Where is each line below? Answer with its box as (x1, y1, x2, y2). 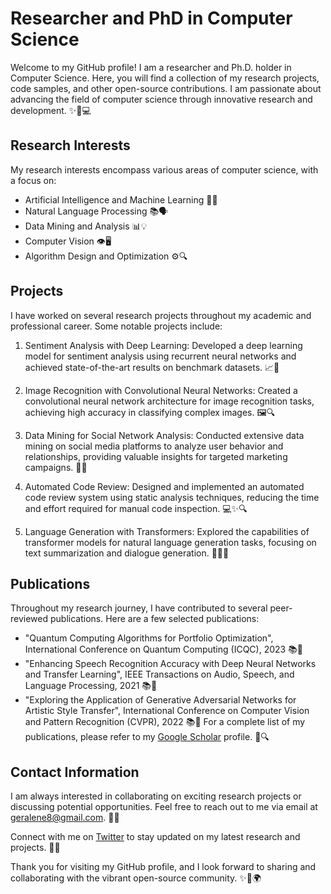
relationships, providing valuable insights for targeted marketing (24, 450, 288, 462)
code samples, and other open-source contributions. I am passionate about (10, 82, 322, 94)
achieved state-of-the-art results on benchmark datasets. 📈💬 (24, 361, 280, 373)
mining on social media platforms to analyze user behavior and (24, 440, 284, 452)
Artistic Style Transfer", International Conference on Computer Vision (24, 705, 310, 717)
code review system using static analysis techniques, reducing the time (24, 491, 320, 503)
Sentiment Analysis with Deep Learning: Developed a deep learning (24, 339, 303, 351)
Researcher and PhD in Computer (10, 7, 293, 30)
